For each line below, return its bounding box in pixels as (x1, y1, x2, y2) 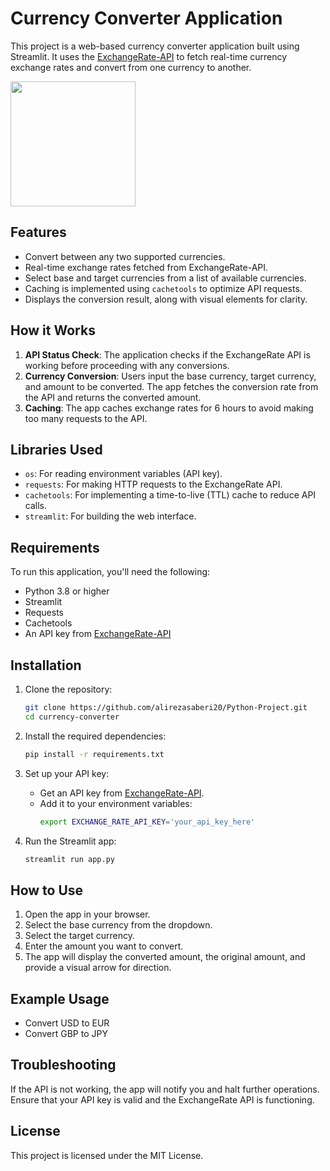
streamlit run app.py (24, 854, 115, 864)
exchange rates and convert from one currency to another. (10, 61, 252, 73)
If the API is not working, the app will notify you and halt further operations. (10, 1083, 320, 1095)
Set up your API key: (24, 767, 110, 779)
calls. (24, 500, 47, 512)
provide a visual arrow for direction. (24, 962, 172, 974)
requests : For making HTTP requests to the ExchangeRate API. (24, 478, 283, 491)
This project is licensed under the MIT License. (10, 1149, 204, 1161)
